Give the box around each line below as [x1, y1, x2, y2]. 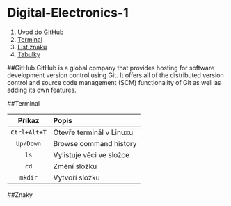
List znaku [17, 42, 47, 51]
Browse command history [53, 138, 137, 148]
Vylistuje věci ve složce [53, 150, 130, 159]
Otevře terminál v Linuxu [53, 127, 134, 137]
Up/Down [16, 139, 42, 148]
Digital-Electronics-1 [7, 5, 129, 21]
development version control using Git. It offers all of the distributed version [7, 71, 224, 79]
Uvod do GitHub [17, 28, 64, 36]
